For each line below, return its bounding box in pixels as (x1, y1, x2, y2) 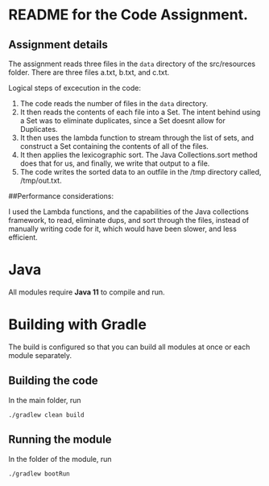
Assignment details (8, 38, 109, 51)
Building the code (8, 374, 98, 388)
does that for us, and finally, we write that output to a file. (19, 159, 210, 168)
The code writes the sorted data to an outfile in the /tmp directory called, (19, 167, 262, 176)
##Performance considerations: (8, 192, 114, 200)
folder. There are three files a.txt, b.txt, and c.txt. (8, 68, 170, 77)
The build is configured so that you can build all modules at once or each (8, 342, 250, 352)
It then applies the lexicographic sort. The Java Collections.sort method (19, 150, 258, 159)
